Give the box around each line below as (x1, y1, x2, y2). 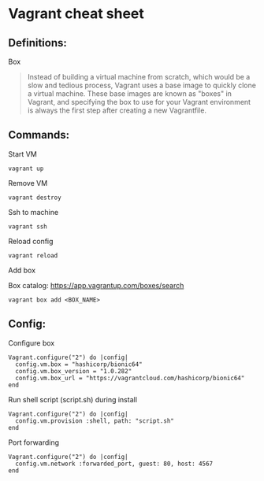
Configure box (8, 338, 55, 347)
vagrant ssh (8, 222, 47, 231)
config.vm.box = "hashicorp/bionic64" (15, 360, 143, 368)
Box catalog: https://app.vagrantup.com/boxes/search (8, 280, 184, 290)
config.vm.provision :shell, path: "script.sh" (15, 416, 175, 425)
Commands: (8, 128, 70, 142)
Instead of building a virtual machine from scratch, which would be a (27, 72, 251, 81)
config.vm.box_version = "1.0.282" (15, 367, 132, 375)
